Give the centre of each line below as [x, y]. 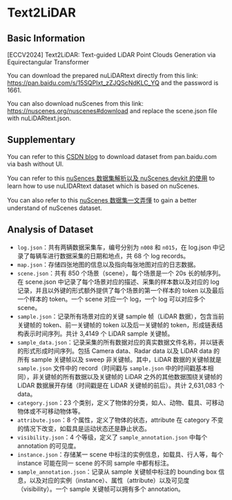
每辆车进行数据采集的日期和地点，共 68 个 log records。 [109, 256]
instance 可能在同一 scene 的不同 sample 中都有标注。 [95, 463]
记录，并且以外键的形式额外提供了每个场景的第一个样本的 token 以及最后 [120, 290]
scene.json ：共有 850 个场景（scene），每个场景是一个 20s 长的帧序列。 [120, 273]
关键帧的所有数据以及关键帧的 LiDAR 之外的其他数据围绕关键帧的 [130, 376]
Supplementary [41, 140]
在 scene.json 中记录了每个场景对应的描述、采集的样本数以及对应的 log [118, 282]
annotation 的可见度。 [48, 445]
